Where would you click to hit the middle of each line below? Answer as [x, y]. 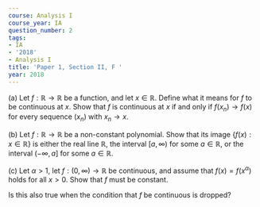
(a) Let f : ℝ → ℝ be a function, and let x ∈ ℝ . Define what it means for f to [130, 98]
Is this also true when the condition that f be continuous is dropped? [120, 194]
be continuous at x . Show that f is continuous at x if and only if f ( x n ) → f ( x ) [130, 107]
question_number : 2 [41, 30]
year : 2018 [26, 75]
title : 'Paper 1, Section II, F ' [66, 67]
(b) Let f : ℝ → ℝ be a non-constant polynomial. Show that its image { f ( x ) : [130, 135]
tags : [17, 38]
